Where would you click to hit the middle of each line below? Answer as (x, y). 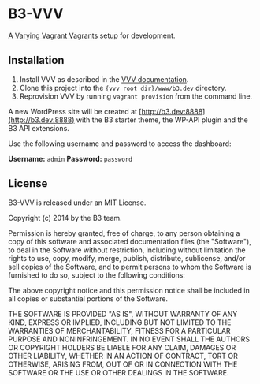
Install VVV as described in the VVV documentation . (104, 79)
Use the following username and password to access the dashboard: (120, 144)
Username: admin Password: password (70, 158)
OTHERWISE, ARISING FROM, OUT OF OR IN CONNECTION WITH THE (123, 364)
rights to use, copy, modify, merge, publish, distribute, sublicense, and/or (127, 258)
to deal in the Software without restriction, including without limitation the (127, 250)
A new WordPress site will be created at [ (75, 111)
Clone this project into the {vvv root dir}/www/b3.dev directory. (123, 88)
